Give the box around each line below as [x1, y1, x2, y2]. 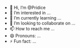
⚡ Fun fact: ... [9, 38, 36, 44]
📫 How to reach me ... [9, 26, 55, 31]
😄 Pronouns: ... [9, 33, 41, 39]
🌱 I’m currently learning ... [9, 15, 62, 21]
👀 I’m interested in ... [9, 10, 51, 16]
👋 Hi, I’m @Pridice [9, 5, 46, 10]
